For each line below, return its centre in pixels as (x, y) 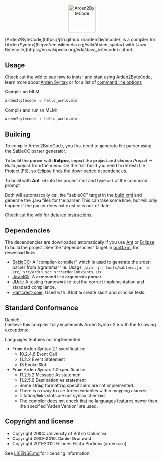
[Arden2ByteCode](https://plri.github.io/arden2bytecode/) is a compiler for (80, 39)
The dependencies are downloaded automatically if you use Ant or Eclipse (80, 242)
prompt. (13, 185)
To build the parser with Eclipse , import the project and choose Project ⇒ (79, 161)
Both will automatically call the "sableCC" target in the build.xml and (73, 195)
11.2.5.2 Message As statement (51, 375)
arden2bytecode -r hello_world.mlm (41, 119)
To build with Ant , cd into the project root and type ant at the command (76, 181)
